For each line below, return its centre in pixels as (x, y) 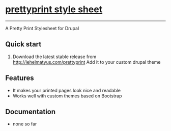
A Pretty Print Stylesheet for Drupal (42, 28)
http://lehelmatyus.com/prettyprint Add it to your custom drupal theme (87, 62)
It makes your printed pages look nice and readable (67, 90)
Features (20, 78)
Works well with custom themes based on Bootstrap (67, 96)
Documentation (31, 111)
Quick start (23, 44)
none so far (25, 124)
